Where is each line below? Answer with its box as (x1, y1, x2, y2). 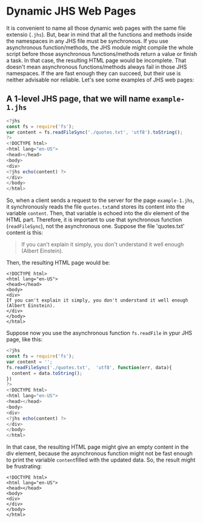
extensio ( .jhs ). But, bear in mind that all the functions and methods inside (6, 30, 193, 38)
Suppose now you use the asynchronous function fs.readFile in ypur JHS (6, 330, 193, 337)
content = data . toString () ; (12, 370, 83, 376)
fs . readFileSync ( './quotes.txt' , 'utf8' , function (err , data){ (6, 364, 172, 370)
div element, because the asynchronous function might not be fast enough (6, 450, 193, 457)
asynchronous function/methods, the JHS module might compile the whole (6, 44, 194, 51)
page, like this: (6, 336, 43, 343)
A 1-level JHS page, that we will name (6, 94, 150, 104)
